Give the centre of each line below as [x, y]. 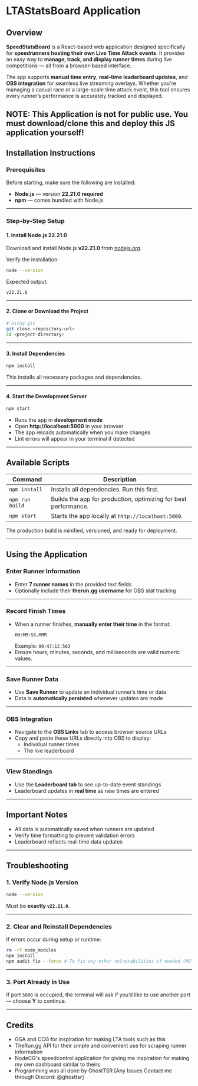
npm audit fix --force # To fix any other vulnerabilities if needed [93, 962]
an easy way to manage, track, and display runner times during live [89, 59]
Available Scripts [38, 463]
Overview [24, 33]
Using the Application [47, 555]
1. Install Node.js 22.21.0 [37, 235]
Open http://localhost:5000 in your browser [69, 426]
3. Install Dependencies [36, 353]
